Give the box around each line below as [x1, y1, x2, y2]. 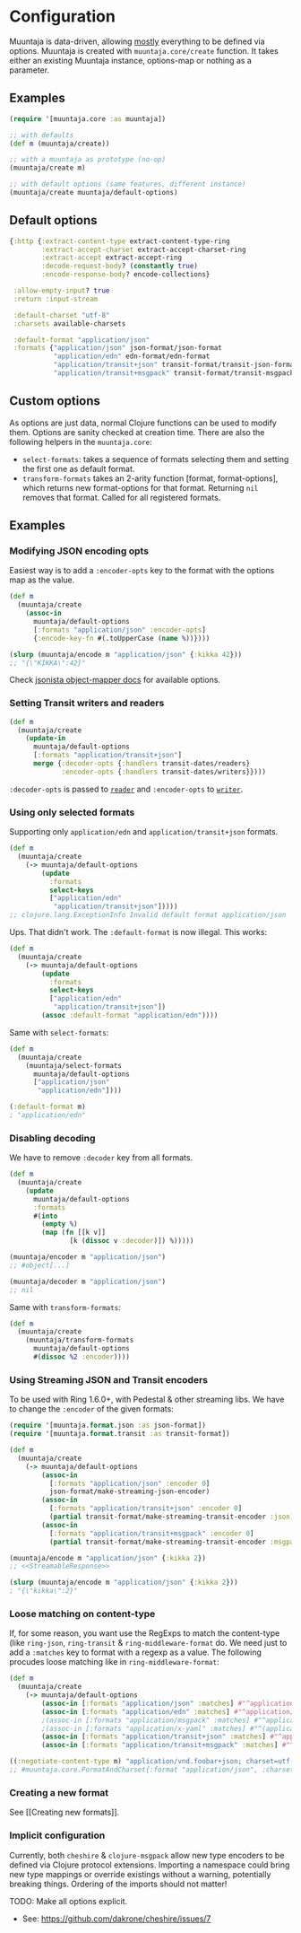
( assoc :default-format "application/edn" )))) [41, 1011, 219, 1020]
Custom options [9, 393, 101, 409]
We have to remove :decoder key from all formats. [9, 1152, 193, 1163]
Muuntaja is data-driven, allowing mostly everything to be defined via [9, 36, 266, 47]
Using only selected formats [9, 806, 135, 818]
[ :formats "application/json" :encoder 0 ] [48, 1479, 211, 1488]
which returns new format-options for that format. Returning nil [21, 482, 259, 493]
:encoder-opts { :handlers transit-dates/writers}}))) [61, 767, 267, 776]
